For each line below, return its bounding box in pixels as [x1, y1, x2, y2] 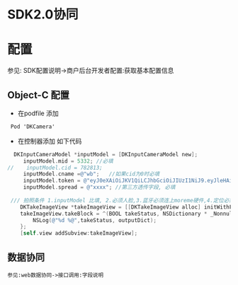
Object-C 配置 [7, 89, 69, 101]
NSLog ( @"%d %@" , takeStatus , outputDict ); [33, 216, 157, 223]
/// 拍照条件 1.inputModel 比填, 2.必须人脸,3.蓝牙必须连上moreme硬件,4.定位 [10, 197, 225, 204]
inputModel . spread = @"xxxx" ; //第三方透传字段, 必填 [23, 184, 176, 191]
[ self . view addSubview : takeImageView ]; [20, 230, 138, 237]
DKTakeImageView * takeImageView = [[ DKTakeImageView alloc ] [20, 203, 201, 211]
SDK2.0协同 [7, 6, 79, 23]
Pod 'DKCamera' [10, 123, 55, 130]
